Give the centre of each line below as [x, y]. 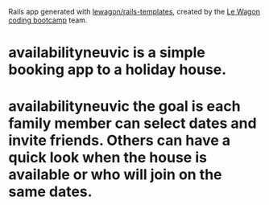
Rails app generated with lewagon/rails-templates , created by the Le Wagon [134, 12]
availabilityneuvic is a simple [107, 53]
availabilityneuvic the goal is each [124, 107]
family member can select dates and [132, 123]
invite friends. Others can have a [120, 141]
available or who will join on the [116, 175]
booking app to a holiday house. [118, 70]
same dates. [50, 192]
